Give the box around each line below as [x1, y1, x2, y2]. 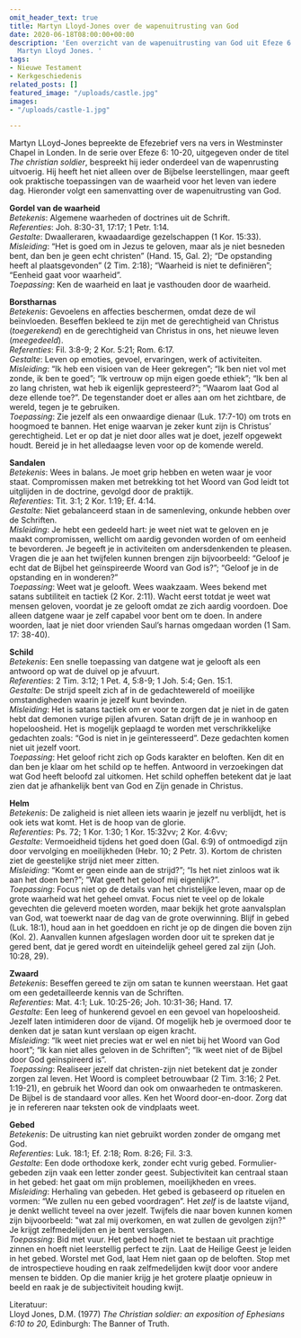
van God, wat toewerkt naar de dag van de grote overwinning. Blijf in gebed [9, 913, 289, 923]
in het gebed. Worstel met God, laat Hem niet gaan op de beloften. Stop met [9, 1253, 290, 1264]
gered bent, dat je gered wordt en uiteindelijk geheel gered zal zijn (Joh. [9, 941, 277, 952]
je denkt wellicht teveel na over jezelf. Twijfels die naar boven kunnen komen [9, 1206, 293, 1217]
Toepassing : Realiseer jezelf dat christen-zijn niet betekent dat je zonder [9, 1064, 278, 1075]
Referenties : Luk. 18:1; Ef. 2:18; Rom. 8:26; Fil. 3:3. [9, 1148, 193, 1159]
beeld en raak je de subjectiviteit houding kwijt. [9, 1282, 184, 1293]
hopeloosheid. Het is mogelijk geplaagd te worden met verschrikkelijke [9, 723, 271, 734]
